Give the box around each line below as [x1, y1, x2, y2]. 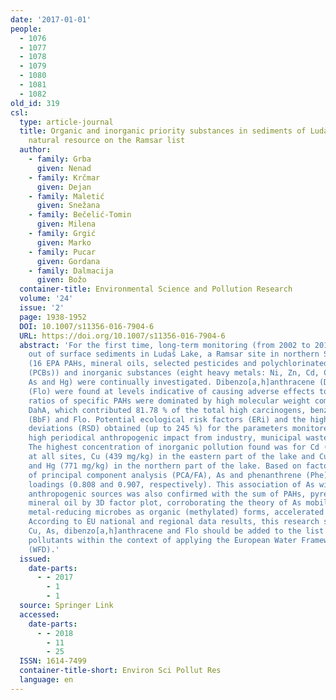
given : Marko [36, 237, 92, 248]
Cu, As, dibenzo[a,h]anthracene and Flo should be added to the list [28, 526, 325, 536]
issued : [19, 554, 52, 564]
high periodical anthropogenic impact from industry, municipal [28, 433, 302, 443]
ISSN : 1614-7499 [19, 656, 87, 666]
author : [19, 145, 52, 155]
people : [10, 24, 43, 34]
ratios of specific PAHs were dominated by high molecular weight [28, 396, 311, 406]
